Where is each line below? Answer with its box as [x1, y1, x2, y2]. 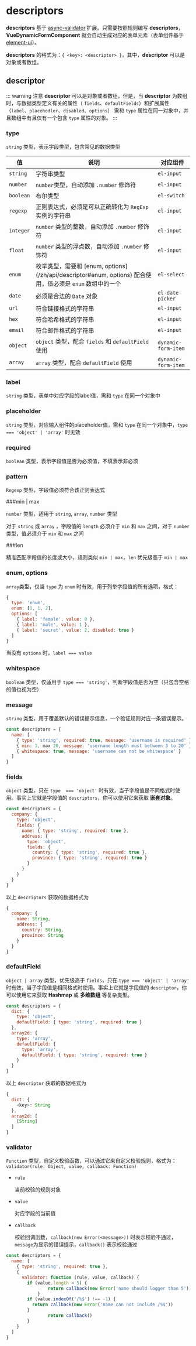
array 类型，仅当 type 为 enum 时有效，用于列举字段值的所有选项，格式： [6, 583, 179, 590]
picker [157, 296, 176, 302]
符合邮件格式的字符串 [36, 327, 94, 335]
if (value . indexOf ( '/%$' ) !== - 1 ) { [27, 1296, 116, 1302]
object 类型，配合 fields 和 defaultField [36, 338, 149, 346]
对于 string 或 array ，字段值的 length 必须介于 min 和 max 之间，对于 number [6, 523, 190, 530]
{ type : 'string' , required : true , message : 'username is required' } [16, 737, 192, 743]
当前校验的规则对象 [14, 1186, 61, 1193]
